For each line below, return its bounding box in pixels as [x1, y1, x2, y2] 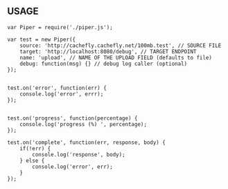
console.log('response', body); [32, 151, 126, 158]
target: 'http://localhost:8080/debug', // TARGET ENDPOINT [19, 48, 197, 55]
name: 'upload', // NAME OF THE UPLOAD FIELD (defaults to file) [19, 54, 213, 61]
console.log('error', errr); [19, 90, 104, 98]
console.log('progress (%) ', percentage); [19, 120, 148, 127]
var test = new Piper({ [7, 36, 76, 43]
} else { [19, 157, 45, 164]
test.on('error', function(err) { [7, 84, 107, 91]
